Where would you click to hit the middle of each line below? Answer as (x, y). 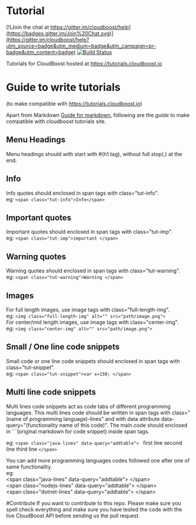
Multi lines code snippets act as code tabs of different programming (88, 406)
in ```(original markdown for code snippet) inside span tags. (78, 431)
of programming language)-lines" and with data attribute (91, 418)
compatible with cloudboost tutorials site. (56, 121)
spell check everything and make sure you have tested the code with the (94, 509)
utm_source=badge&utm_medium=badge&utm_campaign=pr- (81, 46)
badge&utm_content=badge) (41, 52)
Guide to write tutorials (63, 87)
